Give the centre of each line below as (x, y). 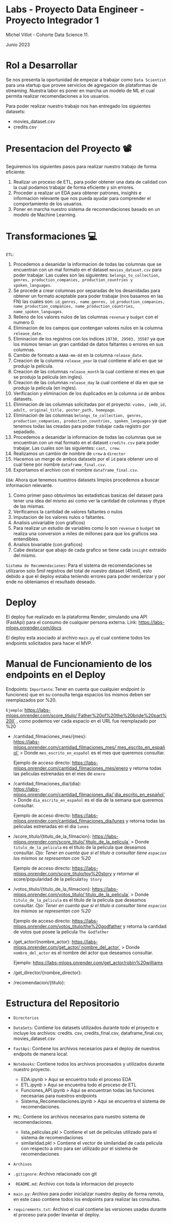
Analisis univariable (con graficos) (49, 523)
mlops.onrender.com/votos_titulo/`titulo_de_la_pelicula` (71, 894)
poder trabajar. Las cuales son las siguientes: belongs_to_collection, (87, 275)
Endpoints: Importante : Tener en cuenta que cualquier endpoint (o (76, 689)
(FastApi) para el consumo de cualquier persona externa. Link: (72, 622)
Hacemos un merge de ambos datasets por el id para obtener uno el (85, 459)
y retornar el (126, 873)
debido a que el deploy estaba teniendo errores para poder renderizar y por (86, 576)
